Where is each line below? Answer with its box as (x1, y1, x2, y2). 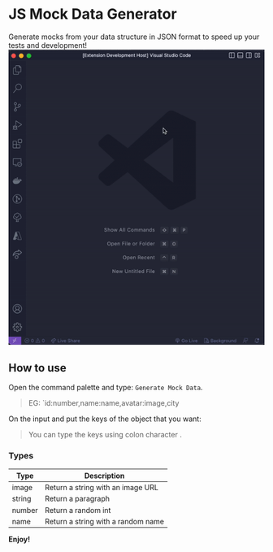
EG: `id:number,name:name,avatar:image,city (28, 398, 180, 408)
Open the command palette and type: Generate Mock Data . (8, 383, 203, 393)
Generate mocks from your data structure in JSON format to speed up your (8, 32, 260, 41)
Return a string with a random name (44, 516, 165, 526)
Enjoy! (8, 534, 31, 545)
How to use (8, 361, 67, 375)
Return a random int (44, 505, 111, 515)
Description (84, 471, 125, 480)
